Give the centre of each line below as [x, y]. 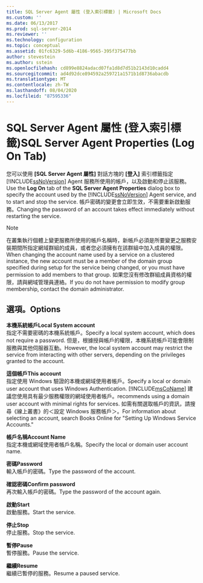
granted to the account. [36, 361]
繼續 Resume [22, 565]
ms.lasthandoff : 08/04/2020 [42, 91]
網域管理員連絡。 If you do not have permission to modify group [106, 282]
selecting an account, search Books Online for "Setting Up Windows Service [101, 418]
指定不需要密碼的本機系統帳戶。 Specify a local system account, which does [101, 332]
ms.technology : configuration [44, 40]
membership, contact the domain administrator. [65, 289]
